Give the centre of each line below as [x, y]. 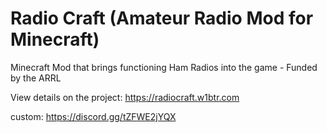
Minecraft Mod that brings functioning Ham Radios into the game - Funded [164, 67]
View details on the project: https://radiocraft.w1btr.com [125, 97]
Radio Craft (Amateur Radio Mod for [162, 18]
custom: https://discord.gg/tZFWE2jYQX [93, 116]
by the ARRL [36, 78]
